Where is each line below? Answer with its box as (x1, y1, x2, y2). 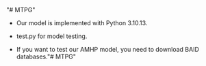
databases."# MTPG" (16, 52, 77, 61)
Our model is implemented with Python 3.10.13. (16, 19, 148, 27)
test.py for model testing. (16, 32, 88, 40)
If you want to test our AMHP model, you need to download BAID (16, 46, 200, 53)
